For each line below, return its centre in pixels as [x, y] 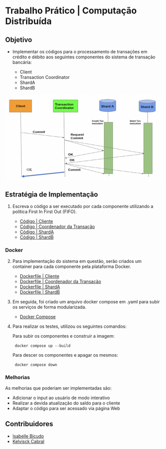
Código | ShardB [37, 237]
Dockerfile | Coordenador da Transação [60, 281]
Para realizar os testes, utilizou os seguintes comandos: [69, 326]
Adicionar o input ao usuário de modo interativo [61, 398]
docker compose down [36, 365]
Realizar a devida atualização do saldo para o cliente [66, 403]
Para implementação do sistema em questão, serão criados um [77, 261]
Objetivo [19, 40]
